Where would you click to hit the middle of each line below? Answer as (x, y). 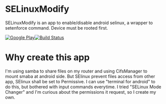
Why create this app (48, 57)
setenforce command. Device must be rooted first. (56, 28)
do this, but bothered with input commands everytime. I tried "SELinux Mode (83, 87)
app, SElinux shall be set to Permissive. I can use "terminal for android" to (80, 81)
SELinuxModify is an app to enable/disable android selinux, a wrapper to (79, 23)
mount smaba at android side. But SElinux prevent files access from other (80, 76)
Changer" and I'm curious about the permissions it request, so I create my (81, 92)
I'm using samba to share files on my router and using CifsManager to (76, 71)
